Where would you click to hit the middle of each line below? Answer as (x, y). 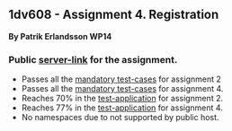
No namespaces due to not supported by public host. (120, 118)
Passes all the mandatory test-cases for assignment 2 (121, 79)
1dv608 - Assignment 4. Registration (114, 15)
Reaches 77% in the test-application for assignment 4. (122, 108)
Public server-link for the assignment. (93, 59)
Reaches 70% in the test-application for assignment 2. (122, 99)
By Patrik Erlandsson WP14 (60, 36)
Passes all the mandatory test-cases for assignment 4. (122, 89)
